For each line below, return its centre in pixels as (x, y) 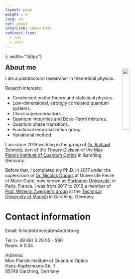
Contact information (48, 216)
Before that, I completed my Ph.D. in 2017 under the (58, 170)
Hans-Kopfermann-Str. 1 (30, 266)
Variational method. (32, 135)
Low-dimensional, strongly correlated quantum (61, 103)
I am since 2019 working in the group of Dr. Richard (58, 144)
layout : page (19, 10)
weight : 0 (16, 14)
